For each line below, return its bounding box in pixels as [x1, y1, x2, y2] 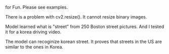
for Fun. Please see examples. [5, 4, 68, 10]
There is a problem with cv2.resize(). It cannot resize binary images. [5, 14, 147, 19]
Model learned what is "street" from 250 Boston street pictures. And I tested [5, 23, 164, 29]
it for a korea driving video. [5, 29, 62, 34]
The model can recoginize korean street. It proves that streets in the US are [5, 38, 162, 44]
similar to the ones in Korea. [5, 44, 63, 49]
